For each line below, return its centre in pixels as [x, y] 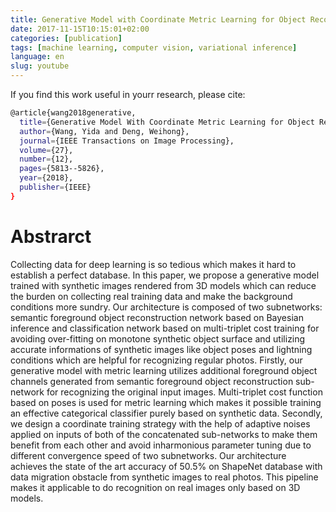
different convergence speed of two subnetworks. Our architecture [148, 455]
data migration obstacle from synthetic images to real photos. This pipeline [164, 477]
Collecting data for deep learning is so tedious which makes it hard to [153, 264]
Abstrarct [51, 236]
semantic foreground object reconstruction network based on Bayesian [157, 317]
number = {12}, [46, 159]
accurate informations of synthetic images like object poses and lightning [161, 349]
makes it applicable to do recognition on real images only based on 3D [155, 487]
